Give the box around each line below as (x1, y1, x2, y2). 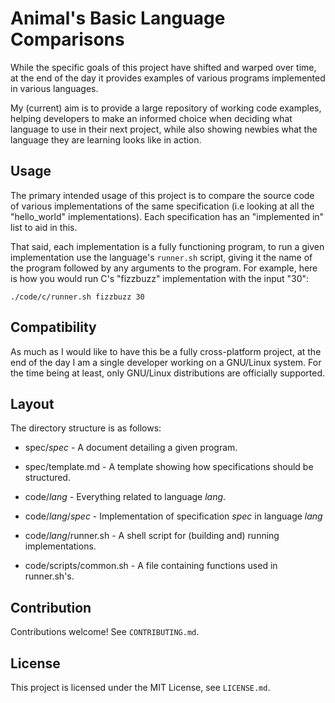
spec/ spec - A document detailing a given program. (24, 442, 238, 454)
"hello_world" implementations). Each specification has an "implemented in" (10, 210, 325, 222)
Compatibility (10, 319, 97, 336)
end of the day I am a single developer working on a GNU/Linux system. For (10, 356, 322, 368)
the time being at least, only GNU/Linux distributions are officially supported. (10, 367, 326, 379)
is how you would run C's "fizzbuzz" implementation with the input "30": (10, 272, 310, 284)
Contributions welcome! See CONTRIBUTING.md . (10, 626, 200, 638)
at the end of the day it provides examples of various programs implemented (10, 72, 326, 84)
